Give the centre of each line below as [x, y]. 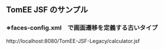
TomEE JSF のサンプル [47, 10]
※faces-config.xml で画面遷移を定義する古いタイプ [82, 28]
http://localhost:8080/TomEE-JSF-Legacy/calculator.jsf [73, 41]
